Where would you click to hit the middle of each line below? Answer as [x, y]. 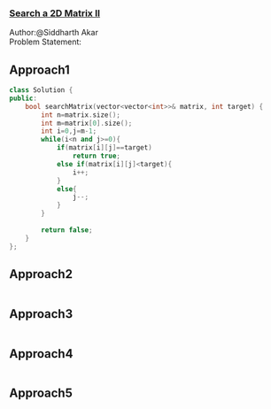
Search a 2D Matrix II [54, 13]
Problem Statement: [46, 42]
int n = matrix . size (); [81, 115]
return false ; [67, 230]
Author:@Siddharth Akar [54, 33]
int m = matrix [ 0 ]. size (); [87, 123]
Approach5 [41, 394]
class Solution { [41, 90]
